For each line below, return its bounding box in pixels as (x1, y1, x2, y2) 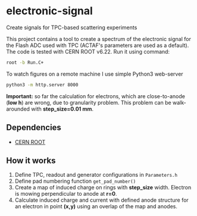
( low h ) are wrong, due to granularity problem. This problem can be (6, 99, 171, 106)
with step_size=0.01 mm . (31, 105, 94, 112)
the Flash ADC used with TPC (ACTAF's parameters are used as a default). (6, 42, 189, 49)
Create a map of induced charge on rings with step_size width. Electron (14, 184, 192, 191)
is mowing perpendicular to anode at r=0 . (14, 190, 117, 198)
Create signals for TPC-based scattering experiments (6, 24, 137, 31)
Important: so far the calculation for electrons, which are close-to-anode (6, 92, 186, 99)
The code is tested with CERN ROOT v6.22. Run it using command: (6, 48, 170, 55)
